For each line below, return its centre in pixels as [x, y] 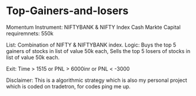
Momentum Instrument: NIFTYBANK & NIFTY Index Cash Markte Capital [93, 27]
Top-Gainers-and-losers [67, 11]
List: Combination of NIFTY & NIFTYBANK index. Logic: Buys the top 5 [91, 45]
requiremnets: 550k [30, 33]
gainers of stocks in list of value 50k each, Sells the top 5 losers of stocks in [98, 51]
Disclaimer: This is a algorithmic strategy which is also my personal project [97, 80]
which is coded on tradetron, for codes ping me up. [68, 86]
